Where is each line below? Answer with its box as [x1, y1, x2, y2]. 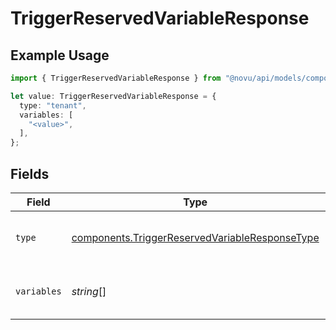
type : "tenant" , [19, 100, 87, 111]
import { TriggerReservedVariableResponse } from [10, 73, 222, 83]
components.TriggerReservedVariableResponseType [71, 230, 320, 244]
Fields [10, 165, 50, 182]
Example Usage [10, 47, 110, 64]
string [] [71, 284, 107, 298]
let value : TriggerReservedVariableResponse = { [10, 91, 217, 101]
